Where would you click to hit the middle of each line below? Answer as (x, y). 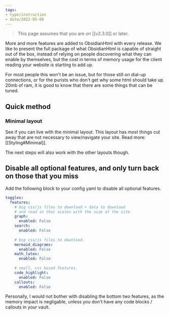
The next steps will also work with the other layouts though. (67, 152)
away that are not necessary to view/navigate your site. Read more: (75, 137)
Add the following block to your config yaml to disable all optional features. (83, 188)
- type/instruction (26, 15)
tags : (11, 10)
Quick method (28, 107)
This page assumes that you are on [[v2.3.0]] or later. (73, 34)
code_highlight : (32, 273)
